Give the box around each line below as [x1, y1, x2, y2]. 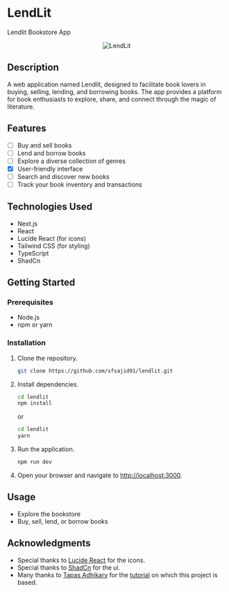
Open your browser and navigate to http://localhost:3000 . [17, 471, 183, 479]
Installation [7, 338, 46, 348]
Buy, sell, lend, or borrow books [17, 517, 109, 525]
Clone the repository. [17, 354, 78, 362]
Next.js [17, 219, 38, 228]
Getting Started [7, 276, 76, 288]
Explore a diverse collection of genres [17, 157, 126, 165]
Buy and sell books [17, 141, 72, 149]
